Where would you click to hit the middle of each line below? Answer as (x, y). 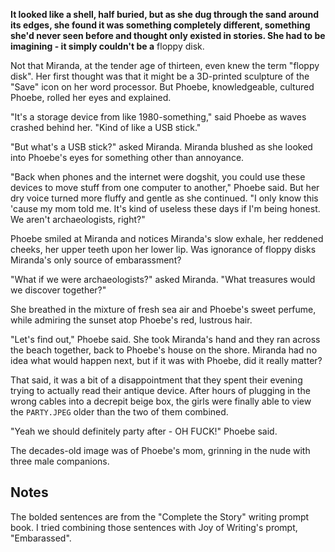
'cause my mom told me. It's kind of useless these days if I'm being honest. (165, 208)
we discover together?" (58, 290)
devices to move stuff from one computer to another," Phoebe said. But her (165, 187)
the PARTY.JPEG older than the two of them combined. (119, 412)
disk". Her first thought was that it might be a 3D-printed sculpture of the (160, 76)
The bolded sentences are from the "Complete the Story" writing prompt (160, 516)
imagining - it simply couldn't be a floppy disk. (107, 46)
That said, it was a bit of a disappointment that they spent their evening (156, 380)
